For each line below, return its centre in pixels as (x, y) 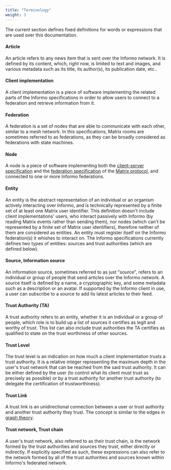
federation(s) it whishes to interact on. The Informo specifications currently (84, 238)
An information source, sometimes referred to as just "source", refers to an (84, 272)
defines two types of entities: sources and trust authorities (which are (79, 243)
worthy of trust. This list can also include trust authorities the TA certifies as (85, 328)
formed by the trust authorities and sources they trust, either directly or (80, 446)
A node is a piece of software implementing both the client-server (75, 166)
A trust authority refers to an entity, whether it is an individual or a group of (84, 317)
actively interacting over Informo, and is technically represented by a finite (84, 205)
